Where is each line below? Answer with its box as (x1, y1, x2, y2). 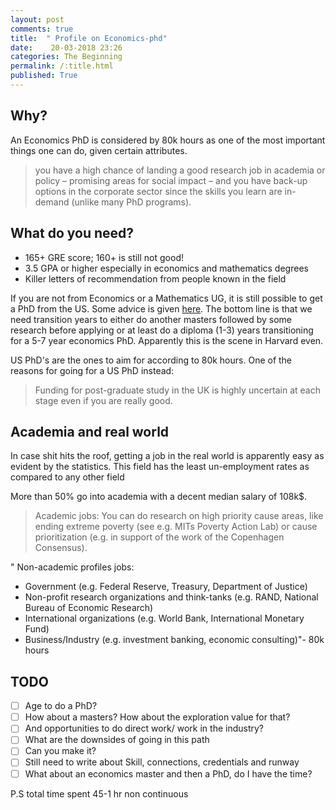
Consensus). (34, 542, 88, 554)
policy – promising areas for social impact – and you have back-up (34, 174, 308, 186)
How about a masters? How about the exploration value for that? (24, 711, 291, 723)
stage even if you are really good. (34, 394, 173, 406)
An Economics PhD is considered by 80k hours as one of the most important (10, 134, 326, 146)
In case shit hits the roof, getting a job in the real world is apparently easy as (10, 450, 325, 462)
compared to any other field (10, 471, 125, 483)
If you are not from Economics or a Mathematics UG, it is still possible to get (10, 292, 323, 304)
